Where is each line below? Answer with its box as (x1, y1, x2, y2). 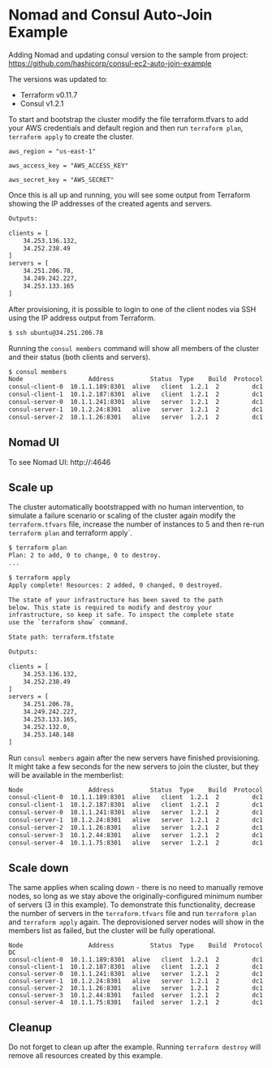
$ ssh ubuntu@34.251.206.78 (8, 328, 104, 336)
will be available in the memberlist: (8, 770, 124, 779)
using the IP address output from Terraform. (8, 313, 156, 323)
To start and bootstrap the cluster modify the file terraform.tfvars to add (8, 114, 249, 124)
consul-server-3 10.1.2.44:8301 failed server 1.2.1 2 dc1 (8, 992, 264, 1000)
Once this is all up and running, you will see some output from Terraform (8, 189, 251, 200)
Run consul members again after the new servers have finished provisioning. (8, 753, 260, 762)
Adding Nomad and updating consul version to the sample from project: (8, 50, 248, 59)
